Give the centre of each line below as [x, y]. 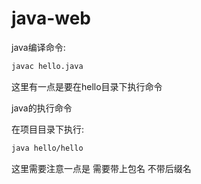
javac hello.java [47, 66]
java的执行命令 [42, 108]
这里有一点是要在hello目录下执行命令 [87, 86]
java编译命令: [38, 47]
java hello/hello [47, 148]
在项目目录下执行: [48, 129]
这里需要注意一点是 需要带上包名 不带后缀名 [101, 168]
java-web [51, 18]
